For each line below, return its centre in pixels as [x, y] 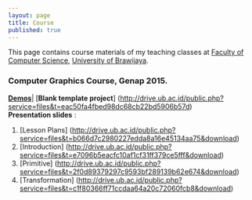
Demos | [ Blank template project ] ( [64, 98]
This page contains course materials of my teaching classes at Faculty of [126, 53]
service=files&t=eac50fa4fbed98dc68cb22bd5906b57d [99, 106]
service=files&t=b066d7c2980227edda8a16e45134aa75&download [128, 138]
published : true [34, 30]
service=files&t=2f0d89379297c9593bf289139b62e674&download [128, 171]
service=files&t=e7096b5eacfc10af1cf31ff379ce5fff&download [120, 155]
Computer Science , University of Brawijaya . [78, 60]
